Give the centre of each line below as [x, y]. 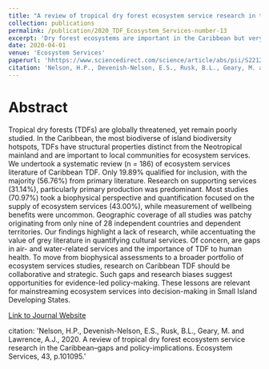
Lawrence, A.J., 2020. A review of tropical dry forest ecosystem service [127, 339]
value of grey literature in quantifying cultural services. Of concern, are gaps [134, 240]
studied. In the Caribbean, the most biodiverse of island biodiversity [120, 138]
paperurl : [25, 61]
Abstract [38, 107]
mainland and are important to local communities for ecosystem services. [129, 155]
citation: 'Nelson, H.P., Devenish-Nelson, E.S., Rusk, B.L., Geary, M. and [126, 331]
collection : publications [51, 23]
